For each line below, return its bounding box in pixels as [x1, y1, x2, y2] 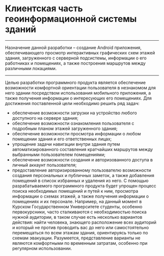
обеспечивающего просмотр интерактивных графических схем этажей [5, 50, 155, 55]
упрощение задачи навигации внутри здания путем [12, 141, 121, 147]
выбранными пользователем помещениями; [12, 152, 106, 157]
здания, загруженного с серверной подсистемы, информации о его [5, 55, 147, 61]
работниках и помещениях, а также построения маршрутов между [5, 60, 146, 66]
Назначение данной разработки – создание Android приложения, [5, 45, 142, 51]
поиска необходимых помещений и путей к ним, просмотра [12, 188, 138, 194]
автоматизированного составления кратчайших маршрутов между [12, 146, 153, 152]
